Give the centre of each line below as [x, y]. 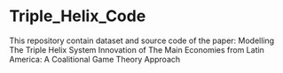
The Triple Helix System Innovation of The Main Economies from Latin [137, 49]
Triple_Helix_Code [78, 16]
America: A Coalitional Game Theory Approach [95, 59]
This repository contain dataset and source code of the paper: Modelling [142, 40]
